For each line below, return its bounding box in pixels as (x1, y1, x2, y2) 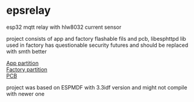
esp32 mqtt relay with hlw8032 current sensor (6, 23, 122, 31)
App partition (6, 59, 39, 67)
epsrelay (6, 4, 51, 17)
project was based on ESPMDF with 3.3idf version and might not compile (6, 83, 188, 91)
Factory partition (6, 65, 48, 73)
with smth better (6, 47, 47, 55)
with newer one (6, 90, 45, 97)
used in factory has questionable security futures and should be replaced (6, 41, 189, 49)
